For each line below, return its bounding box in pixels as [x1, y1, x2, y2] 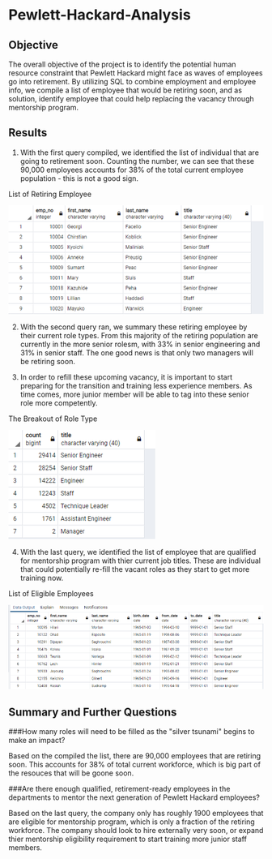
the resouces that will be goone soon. [8, 768, 134, 778]
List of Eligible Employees [8, 588, 95, 598]
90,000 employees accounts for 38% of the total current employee [19, 165, 244, 174]
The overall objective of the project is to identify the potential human [8, 59, 236, 69]
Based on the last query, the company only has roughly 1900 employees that [8, 809, 264, 818]
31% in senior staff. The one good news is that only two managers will [19, 347, 253, 358]
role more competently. [19, 397, 99, 407]
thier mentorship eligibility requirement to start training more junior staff [8, 834, 247, 844]
